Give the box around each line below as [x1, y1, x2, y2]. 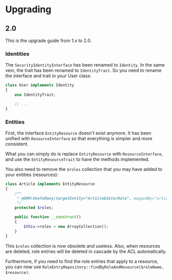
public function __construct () [14, 214, 81, 220]
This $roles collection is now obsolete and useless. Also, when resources [5, 243, 160, 249]
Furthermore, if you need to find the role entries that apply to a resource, [5, 258, 159, 264]
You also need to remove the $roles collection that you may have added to [5, 166, 163, 172]
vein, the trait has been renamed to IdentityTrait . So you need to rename [5, 68, 162, 74]
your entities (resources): [5, 171, 59, 178]
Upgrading [5, 4, 52, 15]
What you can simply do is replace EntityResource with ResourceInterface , [5, 150, 163, 157]
